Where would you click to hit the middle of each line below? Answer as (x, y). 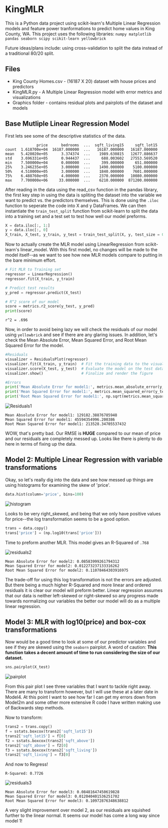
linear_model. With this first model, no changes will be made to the (89, 250)
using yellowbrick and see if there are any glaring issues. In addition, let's (81, 335)
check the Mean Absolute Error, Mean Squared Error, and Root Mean (76, 340)
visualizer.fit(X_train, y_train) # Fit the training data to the (77, 364)
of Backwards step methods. (35, 708)
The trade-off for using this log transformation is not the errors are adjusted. (84, 579)
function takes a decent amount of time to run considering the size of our (83, 653)
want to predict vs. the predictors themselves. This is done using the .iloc (82, 200)
